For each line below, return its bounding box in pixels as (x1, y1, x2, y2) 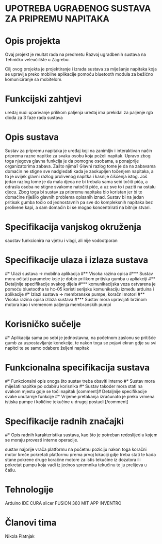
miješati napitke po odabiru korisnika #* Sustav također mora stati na (5, 383, 143, 389)
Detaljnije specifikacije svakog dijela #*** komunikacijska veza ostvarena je (5, 281, 156, 287)
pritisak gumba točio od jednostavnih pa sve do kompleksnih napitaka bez (5, 200, 153, 205)
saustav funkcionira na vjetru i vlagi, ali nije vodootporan (5, 238, 118, 243)
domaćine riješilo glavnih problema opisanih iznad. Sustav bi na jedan (5, 194, 144, 200)
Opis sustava (5, 132, 59, 143)
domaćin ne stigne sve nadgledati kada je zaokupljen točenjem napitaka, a (5, 169, 154, 174)
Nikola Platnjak (5, 533, 35, 539)
